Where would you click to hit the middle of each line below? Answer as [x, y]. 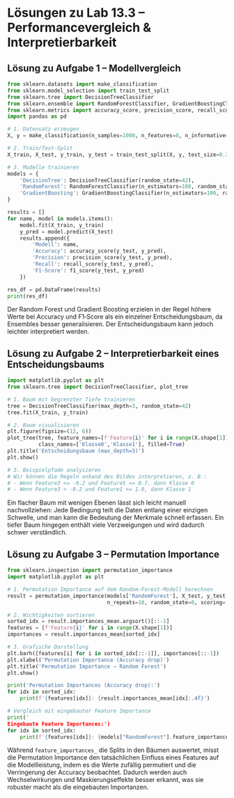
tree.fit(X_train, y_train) [48, 413]
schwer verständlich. [37, 532]
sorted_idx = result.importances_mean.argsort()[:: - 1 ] [88, 622]
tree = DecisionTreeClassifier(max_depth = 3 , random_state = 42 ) [99, 406]
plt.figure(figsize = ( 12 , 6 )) [49, 431]
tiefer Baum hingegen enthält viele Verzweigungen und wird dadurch [106, 525]
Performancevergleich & [79, 28]
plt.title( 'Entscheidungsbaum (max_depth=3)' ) [76, 451]
